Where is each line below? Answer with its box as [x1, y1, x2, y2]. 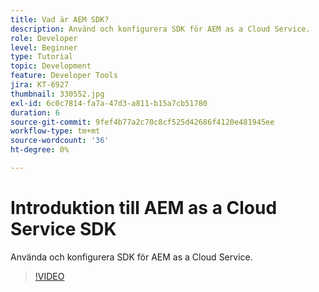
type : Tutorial [10, 52, 74, 62]
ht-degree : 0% [10, 145, 70, 155]
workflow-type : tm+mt [10, 126, 101, 136]
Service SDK [10, 218, 117, 241]
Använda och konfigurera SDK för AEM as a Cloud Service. [10, 251, 253, 263]
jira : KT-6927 [10, 80, 70, 90]
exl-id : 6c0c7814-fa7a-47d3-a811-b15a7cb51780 [10, 98, 208, 108]
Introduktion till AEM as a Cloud [10, 197, 278, 220]
